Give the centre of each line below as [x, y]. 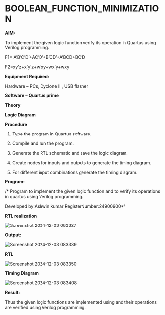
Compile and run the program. [43, 143]
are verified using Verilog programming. [46, 307]
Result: [13, 292]
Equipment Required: [27, 76]
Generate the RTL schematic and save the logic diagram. [70, 153]
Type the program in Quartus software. [52, 134]
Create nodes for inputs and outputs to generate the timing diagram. [82, 162]
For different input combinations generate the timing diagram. [75, 172]
